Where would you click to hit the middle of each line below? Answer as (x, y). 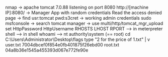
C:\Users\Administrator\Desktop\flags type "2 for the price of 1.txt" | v (77, 39)
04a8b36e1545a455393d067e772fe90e (47, 50)
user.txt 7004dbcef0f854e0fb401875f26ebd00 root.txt (62, 45)
